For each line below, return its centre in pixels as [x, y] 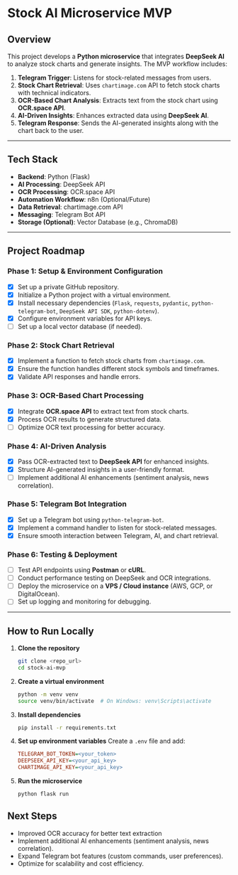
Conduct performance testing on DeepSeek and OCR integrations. [114, 578]
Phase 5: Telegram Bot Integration [67, 504]
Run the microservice [50, 781]
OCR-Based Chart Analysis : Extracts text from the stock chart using [118, 100]
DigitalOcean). [39, 594]
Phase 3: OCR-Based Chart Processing [75, 396]
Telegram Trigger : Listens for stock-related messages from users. [114, 77]
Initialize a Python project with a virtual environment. [94, 295]
